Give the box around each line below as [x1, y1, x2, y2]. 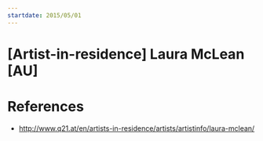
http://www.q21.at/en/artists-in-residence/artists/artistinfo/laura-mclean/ [18, 123, 255, 133]
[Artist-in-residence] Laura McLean [7, 45, 245, 63]
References [7, 98, 84, 115]
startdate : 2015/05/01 [7, 11, 82, 20]
